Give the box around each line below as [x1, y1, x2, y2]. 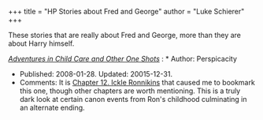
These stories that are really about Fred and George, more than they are [8, 31, 242, 39]
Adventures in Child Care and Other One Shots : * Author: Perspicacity [8, 54, 238, 63]
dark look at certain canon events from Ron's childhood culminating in [19, 95, 247, 103]
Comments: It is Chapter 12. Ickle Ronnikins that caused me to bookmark [19, 78, 256, 87]
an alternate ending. [19, 103, 85, 112]
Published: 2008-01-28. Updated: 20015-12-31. [19, 69, 173, 78]
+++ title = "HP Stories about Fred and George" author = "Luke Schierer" [8, 7, 245, 16]
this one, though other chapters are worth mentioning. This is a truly [19, 86, 241, 96]
